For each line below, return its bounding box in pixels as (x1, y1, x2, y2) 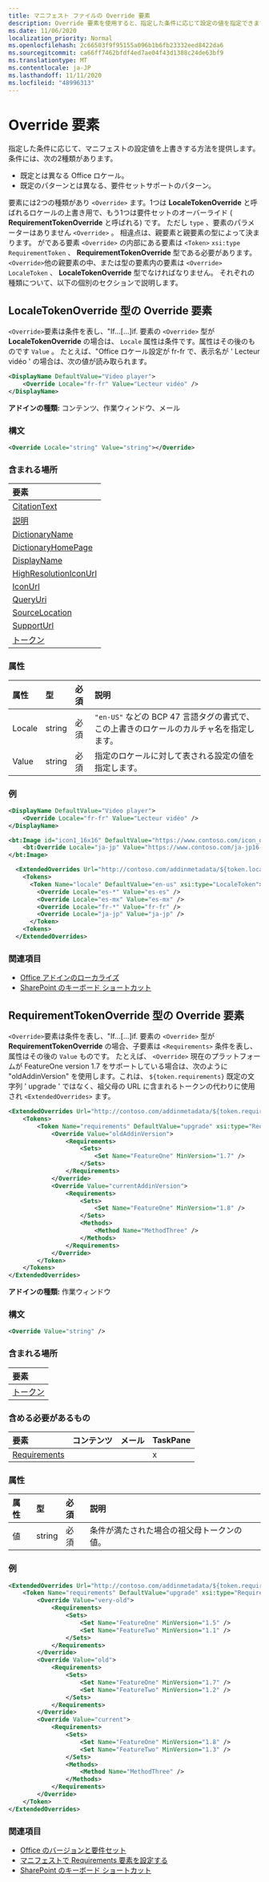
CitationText (12, 501, 58, 512)
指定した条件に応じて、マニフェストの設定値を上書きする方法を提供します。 (8, 143, 260, 153)
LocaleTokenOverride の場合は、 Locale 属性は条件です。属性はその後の (8, 337, 248, 346)
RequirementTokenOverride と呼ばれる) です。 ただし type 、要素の (8, 218, 235, 228)
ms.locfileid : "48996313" (8, 79, 94, 87)
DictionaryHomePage (12, 542, 94, 553)
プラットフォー (211, 1052, 261, 1061)
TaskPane (151, 1434, 191, 1445)
